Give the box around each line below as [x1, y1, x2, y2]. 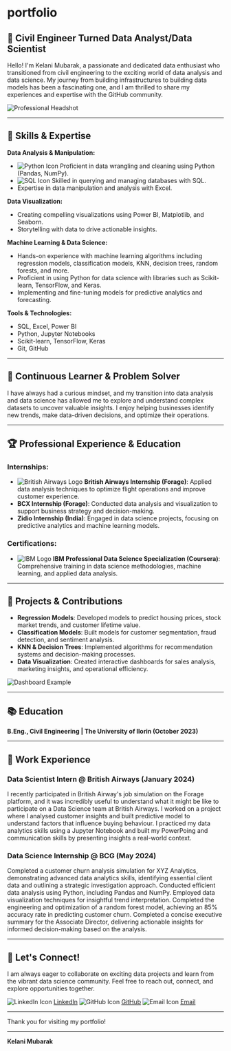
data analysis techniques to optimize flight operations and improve [16, 485, 206, 493]
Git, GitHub [16, 344, 49, 352]
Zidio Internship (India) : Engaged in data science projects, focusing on [16, 514, 219, 522]
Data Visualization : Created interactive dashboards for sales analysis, [16, 657, 217, 666]
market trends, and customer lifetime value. [16, 621, 141, 629]
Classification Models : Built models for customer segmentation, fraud [16, 628, 217, 637]
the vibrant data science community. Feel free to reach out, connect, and [7, 977, 214, 986]
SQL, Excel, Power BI [16, 322, 77, 330]
